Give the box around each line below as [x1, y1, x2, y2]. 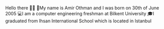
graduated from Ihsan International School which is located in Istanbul [5, 18, 152, 24]
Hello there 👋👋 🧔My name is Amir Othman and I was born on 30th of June [5, 5, 159, 11]
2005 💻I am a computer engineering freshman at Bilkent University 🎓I [5, 11, 154, 16]
